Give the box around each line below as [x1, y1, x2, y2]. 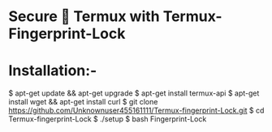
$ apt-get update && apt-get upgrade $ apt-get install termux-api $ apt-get [8, 88, 260, 98]
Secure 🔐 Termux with [8, 7, 160, 26]
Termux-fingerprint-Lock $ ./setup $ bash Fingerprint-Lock [8, 114, 207, 124]
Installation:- [8, 62, 97, 80]
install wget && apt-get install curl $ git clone [8, 97, 158, 107]
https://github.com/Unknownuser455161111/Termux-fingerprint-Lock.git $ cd [8, 105, 265, 116]
